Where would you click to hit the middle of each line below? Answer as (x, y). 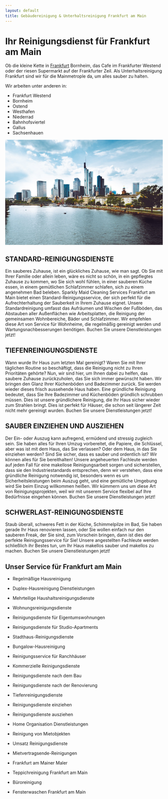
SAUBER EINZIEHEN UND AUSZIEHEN (64, 426)
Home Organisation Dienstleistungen (50, 724)
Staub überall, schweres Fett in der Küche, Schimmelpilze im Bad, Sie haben (84, 524)
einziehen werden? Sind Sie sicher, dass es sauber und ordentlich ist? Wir (81, 454)
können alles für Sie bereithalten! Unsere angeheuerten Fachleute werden (81, 459)
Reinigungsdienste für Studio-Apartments (55, 627)
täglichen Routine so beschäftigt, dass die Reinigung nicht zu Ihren (74, 368)
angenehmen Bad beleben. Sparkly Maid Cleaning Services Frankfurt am (80, 292)
